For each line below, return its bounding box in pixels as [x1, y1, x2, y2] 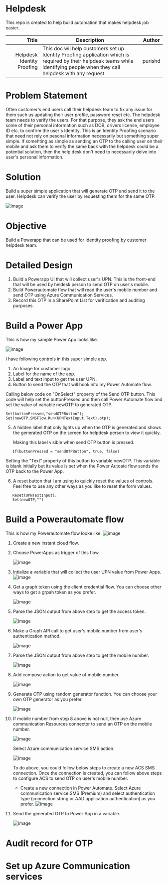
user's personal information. [5, 154, 64, 160]
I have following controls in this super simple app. [5, 356, 108, 362]
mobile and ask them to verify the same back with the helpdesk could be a [5, 143, 159, 149]
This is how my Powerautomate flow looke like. [5, 530, 102, 536]
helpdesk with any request [42, 70, 105, 77]
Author [143, 36, 160, 43]
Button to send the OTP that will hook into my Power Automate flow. [12, 381, 153, 387]
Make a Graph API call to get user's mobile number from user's [12, 627, 143, 633]
